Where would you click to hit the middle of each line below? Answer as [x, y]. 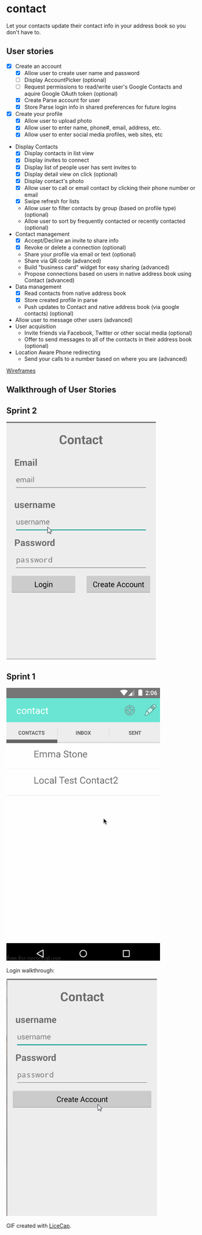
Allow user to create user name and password [82, 73]
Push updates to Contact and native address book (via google [102, 307]
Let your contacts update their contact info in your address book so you [96, 26]
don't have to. [24, 32]
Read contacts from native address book [75, 293]
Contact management [42, 234]
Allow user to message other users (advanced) [74, 320]
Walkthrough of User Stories [61, 390]
